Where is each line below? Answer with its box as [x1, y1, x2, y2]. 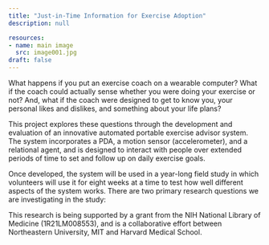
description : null [8, 19, 70, 27]
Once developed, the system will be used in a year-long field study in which [8, 169, 259, 178]
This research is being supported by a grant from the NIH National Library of [8, 210, 261, 219]
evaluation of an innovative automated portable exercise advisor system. [8, 128, 249, 137]
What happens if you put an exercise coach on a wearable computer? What [8, 78, 258, 88]
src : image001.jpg [15, 49, 78, 57]
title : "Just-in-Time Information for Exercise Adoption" [8, 11, 206, 20]
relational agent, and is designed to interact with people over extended [8, 145, 243, 154]
